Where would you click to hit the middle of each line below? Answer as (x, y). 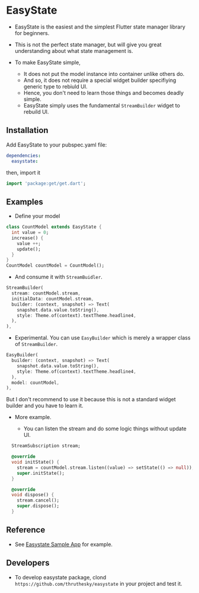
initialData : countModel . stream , (53, 299)
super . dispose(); (38, 506)
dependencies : (24, 156)
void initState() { (36, 462)
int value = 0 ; (30, 233)
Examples (25, 202)
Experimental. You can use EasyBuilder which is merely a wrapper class (102, 338)
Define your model (37, 216)
